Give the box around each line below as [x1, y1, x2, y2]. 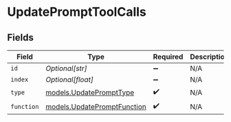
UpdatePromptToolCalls [7, 4, 146, 20]
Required [153, 52, 184, 61]
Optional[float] [45, 75, 94, 84]
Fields [7, 32, 34, 43]
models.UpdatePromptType [45, 88, 135, 97]
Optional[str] [45, 63, 87, 73]
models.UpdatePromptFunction [45, 101, 146, 111]
